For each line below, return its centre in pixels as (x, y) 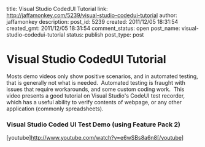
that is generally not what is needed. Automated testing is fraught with (96, 82)
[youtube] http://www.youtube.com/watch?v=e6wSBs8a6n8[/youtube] (95, 138)
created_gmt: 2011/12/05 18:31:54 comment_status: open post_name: (93, 28)
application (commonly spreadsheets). (55, 109)
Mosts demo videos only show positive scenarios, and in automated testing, (102, 76)
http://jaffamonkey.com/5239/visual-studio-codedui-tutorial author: (92, 15)
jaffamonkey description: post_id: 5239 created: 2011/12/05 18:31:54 (92, 22)
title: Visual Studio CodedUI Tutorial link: (57, 9)
